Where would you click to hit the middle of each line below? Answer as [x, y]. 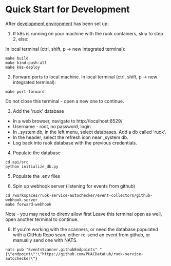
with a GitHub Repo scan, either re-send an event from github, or [81, 235]
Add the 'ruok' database [38, 111]
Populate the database [36, 153]
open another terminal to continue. [42, 219]
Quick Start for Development [68, 9]
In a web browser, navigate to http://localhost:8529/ [68, 121]
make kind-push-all [26, 63]
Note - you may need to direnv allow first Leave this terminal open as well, [84, 214]
